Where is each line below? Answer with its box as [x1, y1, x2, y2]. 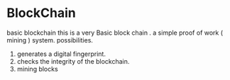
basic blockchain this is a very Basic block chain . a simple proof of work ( [6, 28, 224, 37]
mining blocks [16, 64, 58, 73]
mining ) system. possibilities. [6, 35, 94, 44]
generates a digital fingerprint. [16, 50, 106, 58]
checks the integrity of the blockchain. [16, 57, 130, 65]
